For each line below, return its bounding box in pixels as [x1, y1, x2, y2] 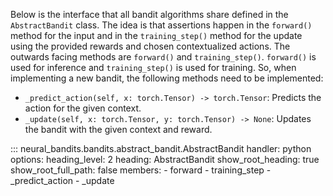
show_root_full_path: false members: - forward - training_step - [10, 164, 272, 176]
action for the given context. [24, 102, 142, 114]
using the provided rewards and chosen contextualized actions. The [10, 40, 291, 52]
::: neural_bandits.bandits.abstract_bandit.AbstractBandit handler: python [10, 143, 312, 154]
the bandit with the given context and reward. [24, 124, 213, 135]
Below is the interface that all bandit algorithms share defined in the [10, 9, 289, 20]
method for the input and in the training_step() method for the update [10, 30, 303, 41]
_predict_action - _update [10, 175, 115, 186]
